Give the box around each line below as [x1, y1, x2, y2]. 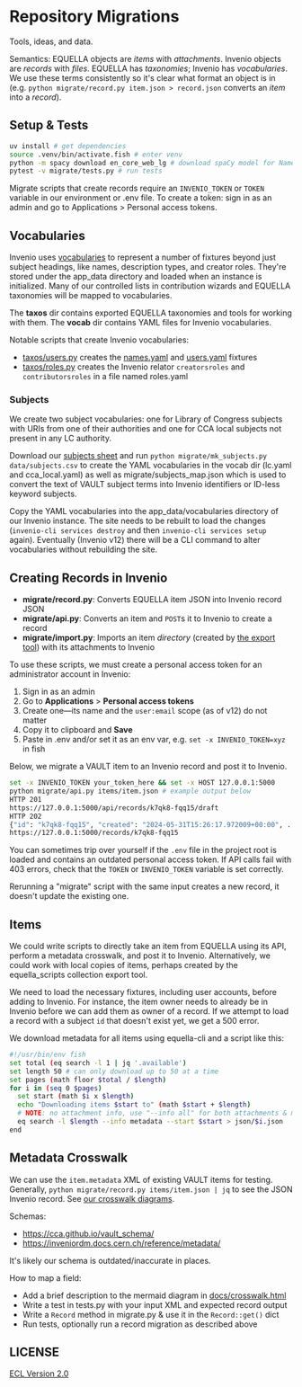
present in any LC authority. [9, 433, 112, 444]
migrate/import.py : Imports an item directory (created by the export [22, 632, 276, 644]
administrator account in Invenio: [9, 669, 131, 680]
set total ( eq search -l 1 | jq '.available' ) [9, 1058, 187, 1067]
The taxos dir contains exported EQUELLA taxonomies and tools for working [9, 307, 292, 318]
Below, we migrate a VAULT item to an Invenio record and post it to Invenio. [9, 761, 288, 772]
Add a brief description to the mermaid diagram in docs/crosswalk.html [22, 1290, 287, 1301]
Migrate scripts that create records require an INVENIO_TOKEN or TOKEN [9, 182, 265, 194]
